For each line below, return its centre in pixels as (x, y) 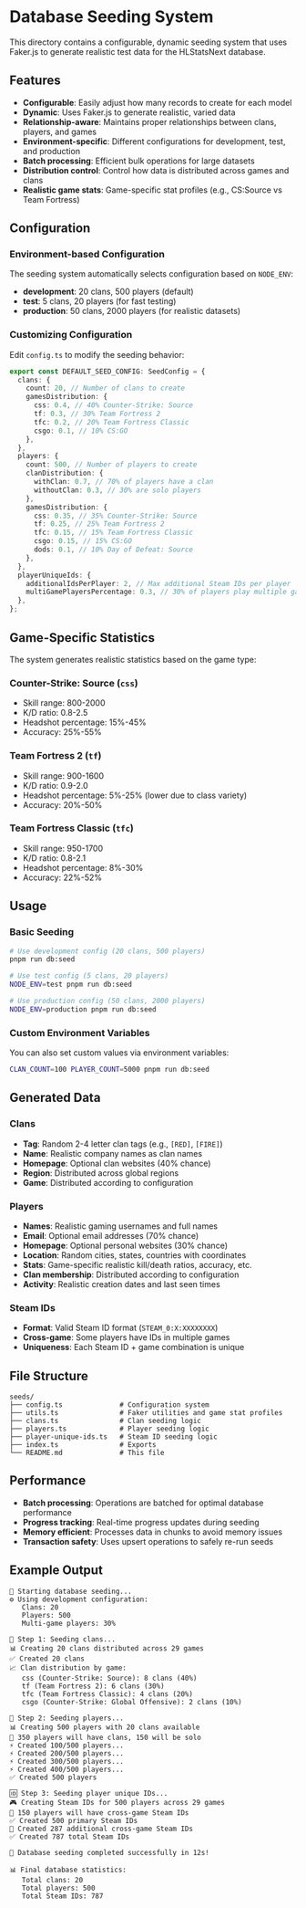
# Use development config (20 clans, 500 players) (107, 951)
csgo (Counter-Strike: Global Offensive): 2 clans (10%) (132, 1702)
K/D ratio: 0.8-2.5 (55, 713)
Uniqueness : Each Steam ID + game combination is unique (133, 1347)
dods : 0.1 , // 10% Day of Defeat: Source (113, 550)
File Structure (49, 1376)
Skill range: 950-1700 (63, 848)
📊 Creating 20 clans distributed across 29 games (107, 1648)
